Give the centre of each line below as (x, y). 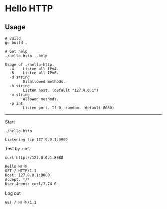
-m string (20, 95)
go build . (16, 43)
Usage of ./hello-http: (30, 65)
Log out (13, 193)
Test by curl (18, 149)
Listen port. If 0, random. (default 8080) (69, 108)
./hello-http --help (27, 56)
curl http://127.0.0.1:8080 (34, 158)
